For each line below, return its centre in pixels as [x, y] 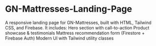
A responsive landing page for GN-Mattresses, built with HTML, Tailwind [78, 23]
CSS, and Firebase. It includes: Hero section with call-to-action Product [77, 27]
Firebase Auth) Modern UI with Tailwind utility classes [59, 38]
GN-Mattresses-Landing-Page [69, 9]
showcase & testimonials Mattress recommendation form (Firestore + [75, 33]
